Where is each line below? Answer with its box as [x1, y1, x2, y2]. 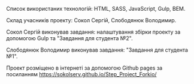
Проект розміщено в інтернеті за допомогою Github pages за [6, 64, 163, 71]
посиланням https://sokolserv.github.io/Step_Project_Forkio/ [6, 71, 157, 77]
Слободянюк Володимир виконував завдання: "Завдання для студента [6, 46, 189, 53]
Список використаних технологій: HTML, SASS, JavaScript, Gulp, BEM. [6, 5, 186, 12]
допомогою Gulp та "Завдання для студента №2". [6, 35, 133, 41]
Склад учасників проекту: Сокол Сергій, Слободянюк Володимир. [6, 17, 177, 23]
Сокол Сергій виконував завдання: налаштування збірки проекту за [6, 28, 181, 35]
